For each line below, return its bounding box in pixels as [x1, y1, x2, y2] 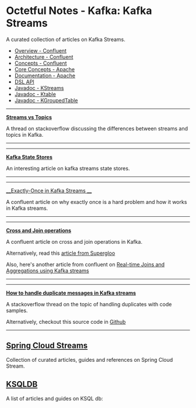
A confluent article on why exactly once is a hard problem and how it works [6, 198, 187, 205]
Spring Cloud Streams [6, 341, 88, 351]
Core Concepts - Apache [14, 65, 75, 72]
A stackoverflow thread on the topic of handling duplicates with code [6, 300, 172, 307]
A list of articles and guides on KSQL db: [6, 395, 103, 402]
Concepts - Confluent [14, 60, 67, 67]
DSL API [14, 78, 35, 85]
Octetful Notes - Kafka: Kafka [6, 4, 153, 18]
